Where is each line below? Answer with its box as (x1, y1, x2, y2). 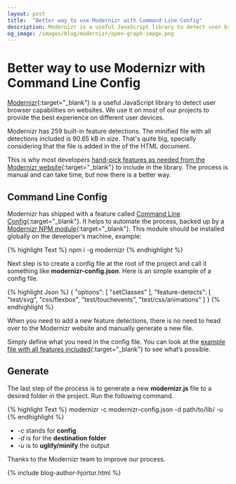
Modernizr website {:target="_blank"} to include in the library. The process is (7, 163, 228, 172)
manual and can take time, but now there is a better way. (7, 170, 171, 179)
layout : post (7, 10, 46, 18)
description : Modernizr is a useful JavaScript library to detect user (7, 23, 221, 30)
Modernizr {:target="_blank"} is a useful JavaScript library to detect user (7, 98, 216, 107)
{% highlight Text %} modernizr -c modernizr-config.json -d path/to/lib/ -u (7, 405, 223, 414)
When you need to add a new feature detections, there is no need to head (7, 317, 221, 324)
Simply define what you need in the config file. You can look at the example (7, 338, 226, 345)
